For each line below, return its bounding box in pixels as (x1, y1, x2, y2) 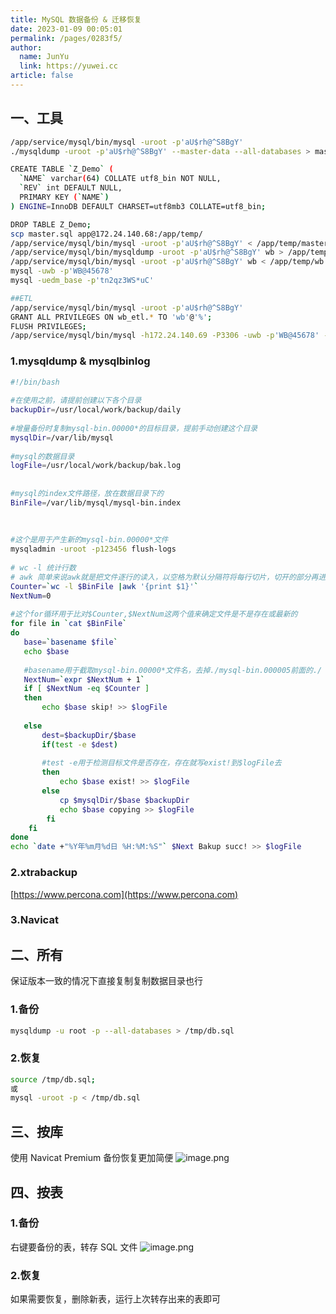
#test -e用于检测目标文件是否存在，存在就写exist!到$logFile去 (41, 758, 282, 768)
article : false (10, 71, 74, 81)
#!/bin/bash (10, 377, 60, 387)
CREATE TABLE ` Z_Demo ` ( (10, 164, 114, 175)
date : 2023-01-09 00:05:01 (10, 24, 123, 34)
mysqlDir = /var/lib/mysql (10, 432, 114, 443)
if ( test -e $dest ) (41, 739, 118, 750)
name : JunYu (19, 52, 70, 62)
